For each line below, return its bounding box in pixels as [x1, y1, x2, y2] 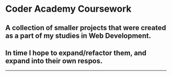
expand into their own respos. [5, 57, 103, 65]
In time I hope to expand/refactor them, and [5, 48, 147, 57]
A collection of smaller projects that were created [5, 23, 166, 32]
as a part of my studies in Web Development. [5, 31, 152, 40]
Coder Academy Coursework [5, 3, 132, 15]
